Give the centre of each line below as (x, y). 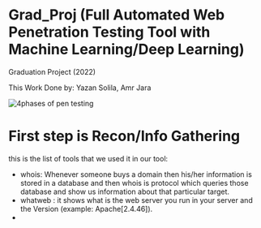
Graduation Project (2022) (52, 71)
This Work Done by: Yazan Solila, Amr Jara (80, 88)
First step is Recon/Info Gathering (124, 136)
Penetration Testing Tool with (109, 32)
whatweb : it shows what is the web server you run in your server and (136, 200)
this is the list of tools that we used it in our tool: (88, 158)
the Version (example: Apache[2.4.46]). (86, 209)
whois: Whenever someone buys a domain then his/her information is (136, 174)
